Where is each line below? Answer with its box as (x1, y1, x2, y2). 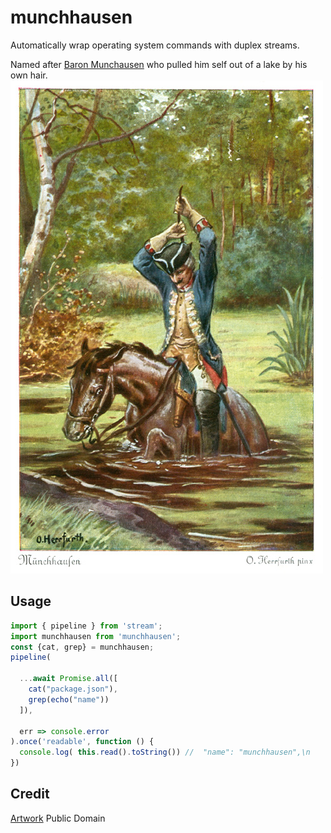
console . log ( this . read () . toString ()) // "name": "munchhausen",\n (19, 747, 311, 758)
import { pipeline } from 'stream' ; (10, 621, 163, 631)
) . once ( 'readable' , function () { (10, 737, 155, 747)
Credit (10, 786, 50, 803)
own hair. (10, 69, 48, 81)
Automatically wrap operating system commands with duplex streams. (10, 39, 300, 51)
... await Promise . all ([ (19, 674, 118, 684)
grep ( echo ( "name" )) (28, 694, 110, 705)
